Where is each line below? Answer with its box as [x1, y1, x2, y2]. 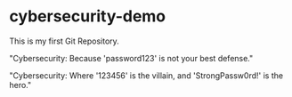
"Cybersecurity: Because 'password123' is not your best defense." [9, 53, 254, 63]
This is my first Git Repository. [9, 36, 120, 46]
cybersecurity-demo [9, 6, 166, 27]
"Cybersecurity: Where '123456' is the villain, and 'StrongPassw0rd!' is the [9, 69, 283, 81]
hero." [9, 79, 32, 90]
